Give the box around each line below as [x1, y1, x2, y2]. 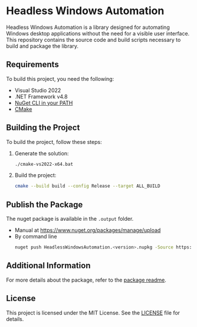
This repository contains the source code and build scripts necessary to [6, 36, 181, 43]
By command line [14, 233, 57, 240]
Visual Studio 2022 [14, 87, 61, 94]
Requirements [6, 60, 59, 70]
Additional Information [6, 261, 91, 271]
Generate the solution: [14, 149, 69, 157]
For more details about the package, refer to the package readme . [6, 276, 166, 283]
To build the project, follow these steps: [6, 138, 102, 145]
